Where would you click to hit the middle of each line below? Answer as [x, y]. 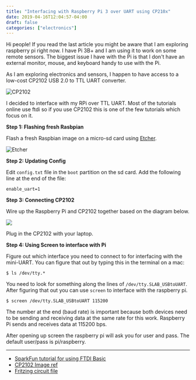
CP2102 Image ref [36, 365]
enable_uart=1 [23, 189]
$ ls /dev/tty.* [26, 273]
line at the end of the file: [36, 178]
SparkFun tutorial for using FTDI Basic [60, 359]
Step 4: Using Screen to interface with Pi [56, 245]
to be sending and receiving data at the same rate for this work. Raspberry [96, 318]
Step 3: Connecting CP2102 [40, 200]
